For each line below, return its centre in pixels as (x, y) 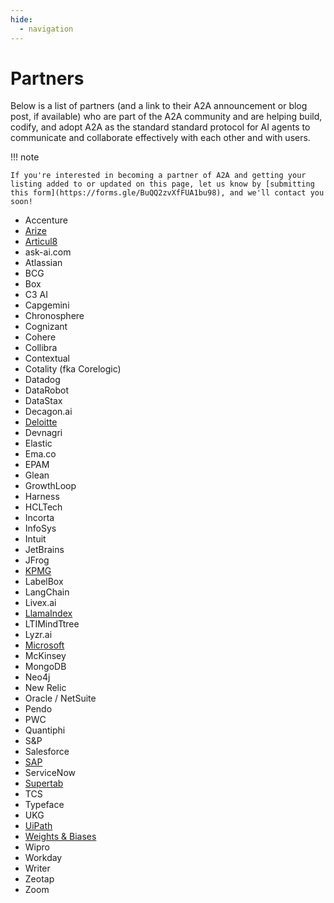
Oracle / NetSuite (60, 698)
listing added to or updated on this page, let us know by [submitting (162, 184)
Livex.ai (40, 603)
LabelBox (44, 582)
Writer (37, 868)
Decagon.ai (48, 412)
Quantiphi (45, 730)
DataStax (43, 401)
